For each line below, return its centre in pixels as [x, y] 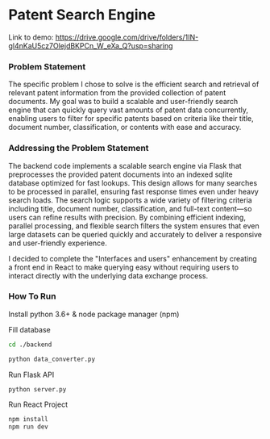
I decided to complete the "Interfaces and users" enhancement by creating [133, 258]
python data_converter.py [52, 359]
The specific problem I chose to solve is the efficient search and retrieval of [134, 84]
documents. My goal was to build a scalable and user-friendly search [123, 102]
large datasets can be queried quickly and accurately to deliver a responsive [135, 234]
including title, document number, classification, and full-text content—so [130, 208]
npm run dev [28, 427]
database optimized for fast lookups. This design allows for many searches [133, 182]
